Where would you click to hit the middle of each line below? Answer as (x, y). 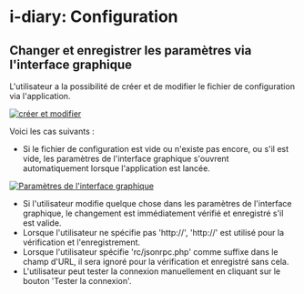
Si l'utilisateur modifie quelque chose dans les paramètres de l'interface (157, 203)
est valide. (42, 223)
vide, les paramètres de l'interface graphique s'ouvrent (126, 158)
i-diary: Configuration (94, 17)
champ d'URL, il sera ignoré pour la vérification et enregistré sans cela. (156, 262)
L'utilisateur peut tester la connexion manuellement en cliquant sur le (152, 271)
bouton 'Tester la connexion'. (77, 281)
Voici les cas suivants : (52, 131)
